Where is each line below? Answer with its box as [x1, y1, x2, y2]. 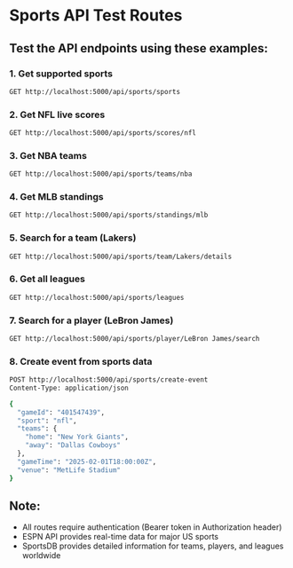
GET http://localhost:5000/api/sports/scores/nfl [9, 129, 197, 138]
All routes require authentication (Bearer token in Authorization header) [21, 522, 282, 532]
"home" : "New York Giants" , [25, 432, 129, 442]
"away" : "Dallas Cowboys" [25, 441, 122, 450]
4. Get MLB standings [9, 191, 104, 203]
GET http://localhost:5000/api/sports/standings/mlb [9, 210, 209, 220]
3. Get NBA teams [9, 149, 87, 162]
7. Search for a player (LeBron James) [9, 314, 174, 327]
